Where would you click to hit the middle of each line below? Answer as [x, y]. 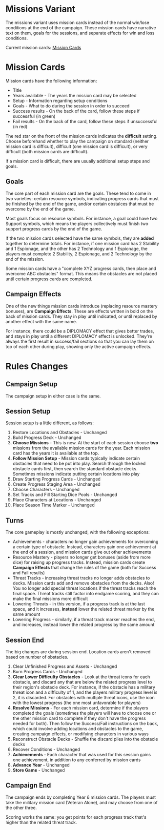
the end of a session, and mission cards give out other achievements [82, 552]
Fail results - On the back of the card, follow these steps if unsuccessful [85, 121]
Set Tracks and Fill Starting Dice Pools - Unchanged [65, 495]
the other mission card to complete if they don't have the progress [79, 718]
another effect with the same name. [41, 321]
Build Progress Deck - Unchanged [47, 437]
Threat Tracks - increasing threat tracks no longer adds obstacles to [81, 578]
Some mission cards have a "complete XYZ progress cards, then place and [81, 268]
